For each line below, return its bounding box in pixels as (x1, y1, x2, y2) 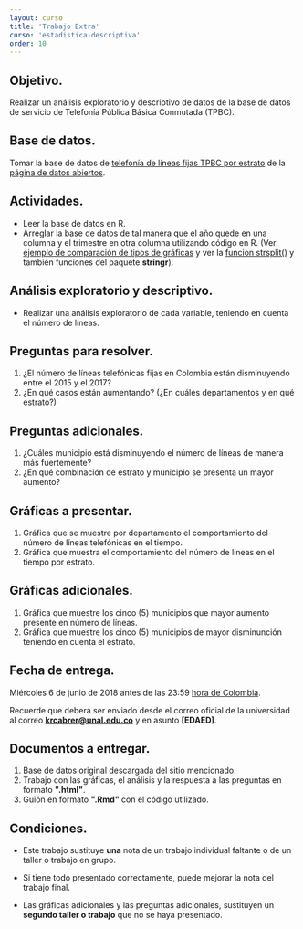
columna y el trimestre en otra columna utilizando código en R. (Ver (22, 237, 277, 248)
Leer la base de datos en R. (22, 217, 126, 228)
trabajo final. (22, 882, 70, 893)
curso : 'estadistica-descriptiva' (9, 30, 141, 39)
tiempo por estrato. (22, 556, 96, 567)
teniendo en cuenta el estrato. (22, 636, 136, 647)
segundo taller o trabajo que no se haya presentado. (22, 910, 224, 921)
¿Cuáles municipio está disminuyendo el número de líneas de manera (22, 448, 284, 459)
